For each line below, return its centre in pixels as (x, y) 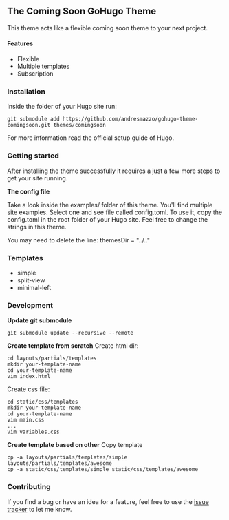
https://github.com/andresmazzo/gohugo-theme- (130, 119)
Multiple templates (43, 66)
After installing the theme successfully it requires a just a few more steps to (114, 171)
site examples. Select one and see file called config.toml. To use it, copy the (115, 212)
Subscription (35, 74)
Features (20, 43)
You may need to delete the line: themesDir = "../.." (78, 240)
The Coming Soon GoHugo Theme (82, 11)
